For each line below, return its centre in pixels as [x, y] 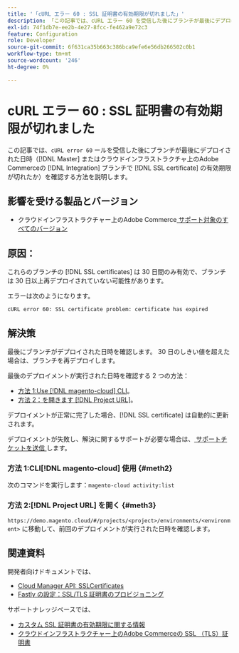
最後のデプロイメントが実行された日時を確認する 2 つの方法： [99, 376]
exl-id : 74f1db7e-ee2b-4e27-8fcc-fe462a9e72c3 [78, 27]
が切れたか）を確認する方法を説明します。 [69, 176]
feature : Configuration [43, 34]
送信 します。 [51, 448]
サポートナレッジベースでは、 [51, 609]
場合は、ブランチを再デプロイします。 [63, 360]
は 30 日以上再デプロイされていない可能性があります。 [87, 281]
